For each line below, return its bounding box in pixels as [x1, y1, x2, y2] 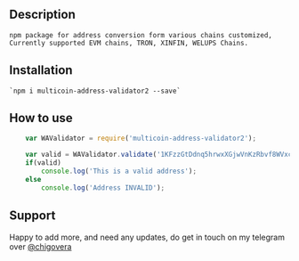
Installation [9, 62, 73, 78]
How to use [9, 110, 73, 126]
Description [9, 7, 76, 22]
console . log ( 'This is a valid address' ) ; [41, 167, 198, 176]
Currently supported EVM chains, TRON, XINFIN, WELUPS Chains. [9, 38, 249, 47]
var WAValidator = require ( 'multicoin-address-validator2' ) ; [25, 134, 256, 143]
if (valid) [25, 159, 62, 167]
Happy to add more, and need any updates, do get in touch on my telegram [9, 232, 285, 242]
